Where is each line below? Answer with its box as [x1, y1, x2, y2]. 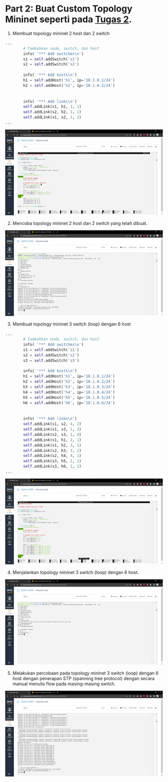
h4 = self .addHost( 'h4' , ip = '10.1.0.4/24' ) [23, 390, 115, 395]
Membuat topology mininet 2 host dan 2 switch [12, 30, 110, 36]
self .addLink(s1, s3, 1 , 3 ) [23, 427, 81, 432]
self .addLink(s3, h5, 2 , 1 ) [23, 459, 81, 464]
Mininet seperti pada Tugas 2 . [5, 14, 132, 25]
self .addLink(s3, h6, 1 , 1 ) [23, 464, 81, 469]
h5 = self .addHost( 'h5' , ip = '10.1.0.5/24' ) [23, 395, 115, 400]
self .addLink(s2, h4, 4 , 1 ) [23, 453, 81, 459]
